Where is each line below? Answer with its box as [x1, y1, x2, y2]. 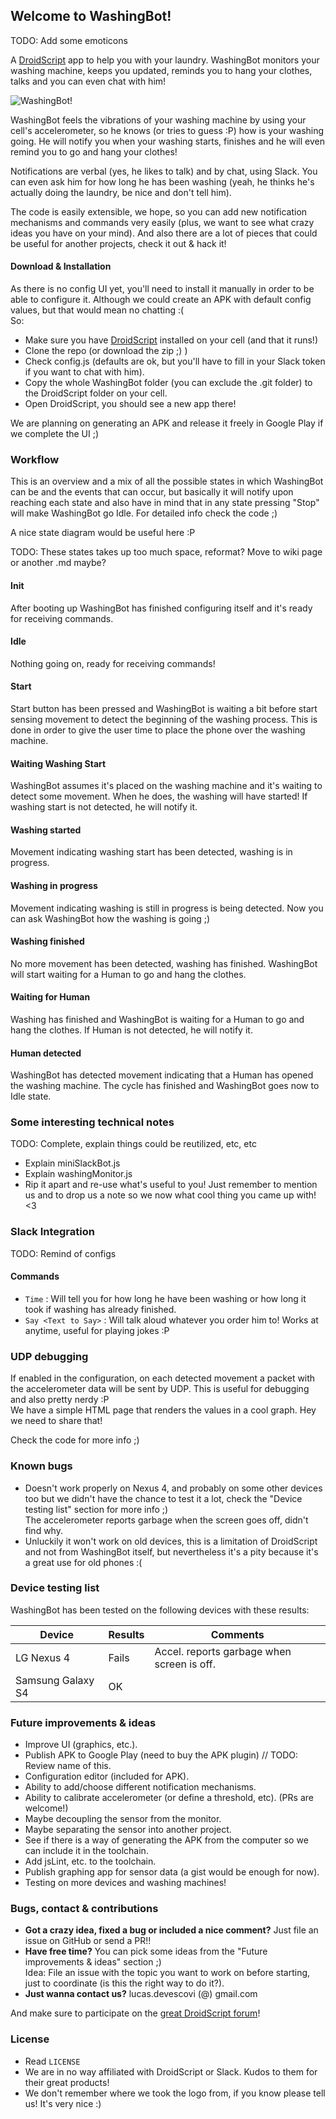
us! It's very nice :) [24, 2097, 102, 2109]
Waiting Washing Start [10, 757, 107, 769]
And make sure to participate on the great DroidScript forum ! [10, 2007, 261, 2019]
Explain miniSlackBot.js [24, 1157, 121, 1169]
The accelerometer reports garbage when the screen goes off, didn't [24, 1514, 309, 1526]
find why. [24, 1524, 63, 1536]
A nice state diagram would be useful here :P [10, 527, 196, 539]
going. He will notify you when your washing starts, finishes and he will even [10, 135, 325, 147]
